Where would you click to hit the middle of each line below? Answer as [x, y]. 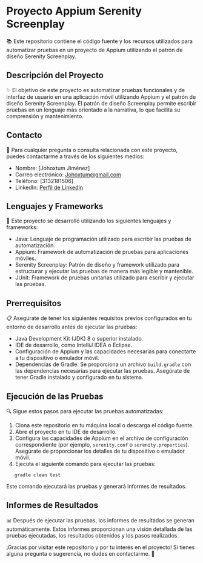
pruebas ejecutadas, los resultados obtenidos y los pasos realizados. [92, 535]
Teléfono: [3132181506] [44, 181]
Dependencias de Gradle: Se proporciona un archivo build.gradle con [103, 364]
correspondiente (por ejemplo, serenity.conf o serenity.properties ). [102, 445]
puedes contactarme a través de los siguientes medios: [75, 156]
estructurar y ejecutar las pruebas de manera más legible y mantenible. [104, 272]
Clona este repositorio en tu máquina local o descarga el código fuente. [104, 425]
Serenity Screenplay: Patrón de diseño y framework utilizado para [97, 265]
